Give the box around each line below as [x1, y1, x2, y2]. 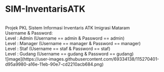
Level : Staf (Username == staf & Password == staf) [5, 46, 111, 51]
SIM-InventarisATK [5, 3, 85, 15]
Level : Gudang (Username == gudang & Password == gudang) [5, 50, 134, 57]
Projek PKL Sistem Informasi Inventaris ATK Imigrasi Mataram [5, 24, 130, 30]
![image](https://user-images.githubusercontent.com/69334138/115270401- [5, 56, 160, 62]
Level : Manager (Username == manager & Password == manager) [5, 40, 141, 46]
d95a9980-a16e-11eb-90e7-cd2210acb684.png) [5, 61, 104, 67]
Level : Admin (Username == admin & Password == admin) [5, 35, 125, 41]
